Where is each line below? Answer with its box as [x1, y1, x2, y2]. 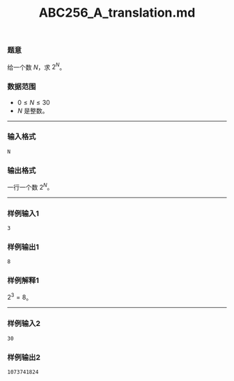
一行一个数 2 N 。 [7, 182, 54, 191]
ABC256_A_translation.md [38, 5, 196, 21]
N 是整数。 [17, 106, 49, 115]
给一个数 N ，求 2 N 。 [7, 61, 66, 71]
